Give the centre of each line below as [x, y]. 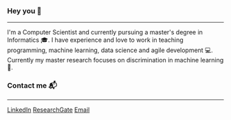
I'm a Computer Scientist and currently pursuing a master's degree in [105, 32]
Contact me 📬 [32, 86]
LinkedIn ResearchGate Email [48, 110]
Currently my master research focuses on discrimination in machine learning [115, 60]
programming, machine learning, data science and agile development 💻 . [110, 50]
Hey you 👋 [24, 11]
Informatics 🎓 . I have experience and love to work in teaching [95, 40]
